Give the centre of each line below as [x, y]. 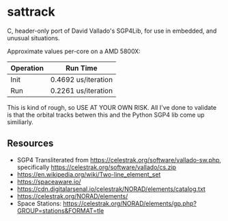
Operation [27, 68]
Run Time [82, 68]
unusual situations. [33, 38]
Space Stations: [39, 203]
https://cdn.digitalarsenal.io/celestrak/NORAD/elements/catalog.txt [111, 189]
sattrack [31, 12]
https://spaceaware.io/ [49, 181]
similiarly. [20, 122]
